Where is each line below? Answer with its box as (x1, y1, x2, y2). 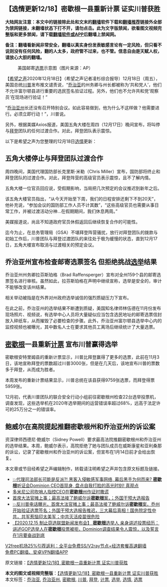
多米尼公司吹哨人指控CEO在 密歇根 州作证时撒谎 (12, 489, 109, 495)
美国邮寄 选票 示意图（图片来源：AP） (17, 65, 93, 71)
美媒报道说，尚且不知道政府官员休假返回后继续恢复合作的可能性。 (5, 218, 140, 225)
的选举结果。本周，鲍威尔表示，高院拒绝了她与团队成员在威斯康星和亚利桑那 (5, 443, 162, 449)
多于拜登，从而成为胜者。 (5, 367, 58, 373)
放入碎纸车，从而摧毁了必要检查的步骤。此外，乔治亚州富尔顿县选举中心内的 (5, 318, 162, 324)
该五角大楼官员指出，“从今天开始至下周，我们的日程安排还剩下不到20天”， (5, 196, 158, 201)
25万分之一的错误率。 (13, 406, 59, 412)
